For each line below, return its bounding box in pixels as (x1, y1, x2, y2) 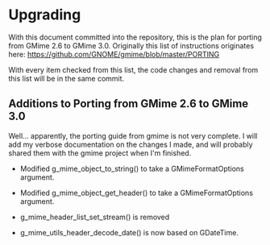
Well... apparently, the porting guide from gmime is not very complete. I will (8, 131, 258, 140)
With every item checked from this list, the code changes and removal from (8, 64, 259, 74)
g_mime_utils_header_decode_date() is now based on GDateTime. (19, 227, 239, 237)
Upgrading (8, 6, 81, 24)
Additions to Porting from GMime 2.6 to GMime (8, 97, 249, 110)
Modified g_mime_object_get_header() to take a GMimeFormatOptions (19, 188, 254, 197)
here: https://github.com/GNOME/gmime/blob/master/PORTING (8, 49, 220, 59)
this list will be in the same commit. (8, 73, 125, 83)
